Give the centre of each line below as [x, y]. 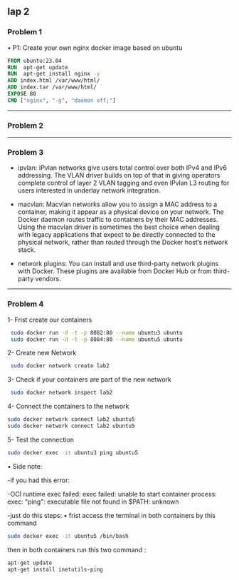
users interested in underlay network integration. [89, 190]
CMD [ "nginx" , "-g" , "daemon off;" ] [62, 100]
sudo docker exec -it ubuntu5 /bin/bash [68, 536]
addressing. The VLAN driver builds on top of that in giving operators [119, 175]
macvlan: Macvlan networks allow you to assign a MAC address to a [117, 204]
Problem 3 [26, 153]
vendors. [48, 279]
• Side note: [25, 466]
